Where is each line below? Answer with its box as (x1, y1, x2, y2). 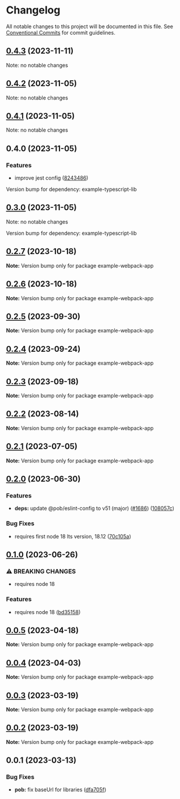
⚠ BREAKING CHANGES (6, 567, 76, 575)
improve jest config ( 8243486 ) (14, 174, 89, 181)
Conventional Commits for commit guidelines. (6, 29, 115, 36)
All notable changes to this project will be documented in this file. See (6, 23, 174, 30)
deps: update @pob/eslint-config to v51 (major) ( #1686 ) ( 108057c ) (14, 505, 175, 512)
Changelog (6, 4, 61, 17)
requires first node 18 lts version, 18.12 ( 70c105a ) (14, 533, 131, 540)
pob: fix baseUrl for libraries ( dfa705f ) (14, 786, 107, 793)
